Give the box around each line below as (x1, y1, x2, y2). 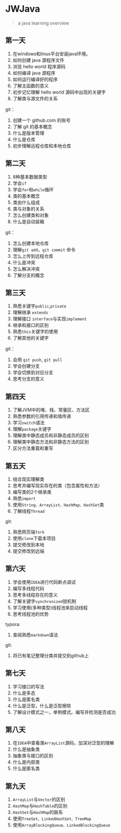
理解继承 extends (12, 309, 49, 316)
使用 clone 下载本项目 (12, 535, 56, 541)
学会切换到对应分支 (12, 369, 54, 376)
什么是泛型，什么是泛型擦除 (12, 703, 71, 709)
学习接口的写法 (12, 683, 44, 689)
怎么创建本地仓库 (12, 240, 49, 246)
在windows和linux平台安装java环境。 (12, 51, 91, 57)
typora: (5, 621, 20, 627)
